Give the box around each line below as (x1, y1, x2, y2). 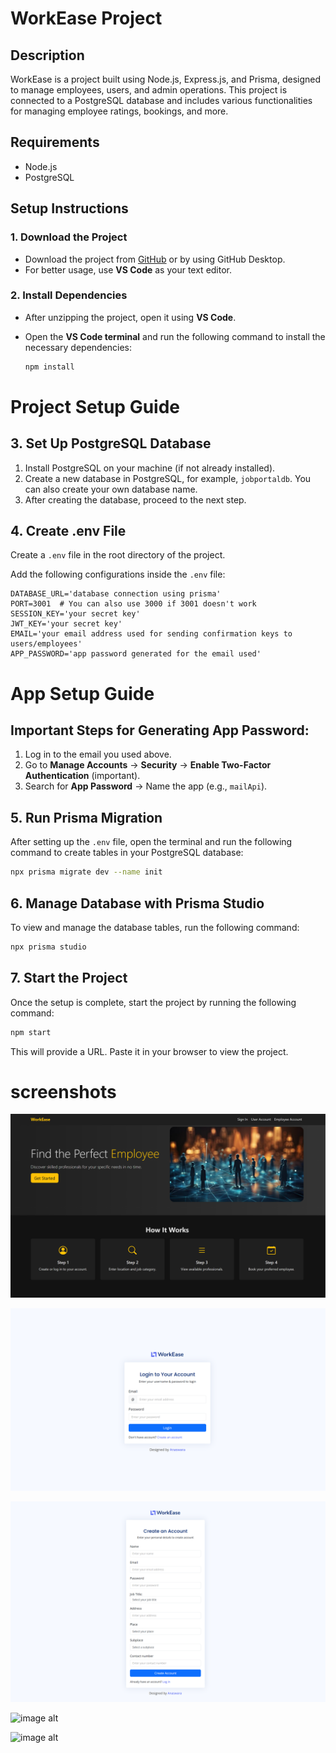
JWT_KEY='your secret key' (10, 619, 123, 629)
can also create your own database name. (24, 483, 198, 495)
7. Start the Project (10, 970, 128, 987)
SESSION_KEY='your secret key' (10, 609, 141, 619)
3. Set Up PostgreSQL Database (10, 435, 212, 452)
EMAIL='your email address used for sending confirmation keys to (10, 629, 293, 639)
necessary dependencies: (24, 341, 133, 353)
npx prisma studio (10, 942, 87, 952)
